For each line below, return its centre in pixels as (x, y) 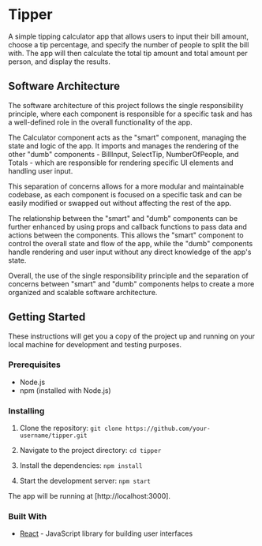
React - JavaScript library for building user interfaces (106, 533)
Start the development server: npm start (85, 481)
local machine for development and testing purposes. (95, 344)
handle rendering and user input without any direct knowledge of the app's (130, 252)
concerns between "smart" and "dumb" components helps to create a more (131, 284)
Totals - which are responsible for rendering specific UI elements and (121, 163)
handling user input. (41, 170)
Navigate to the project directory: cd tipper (90, 451)
